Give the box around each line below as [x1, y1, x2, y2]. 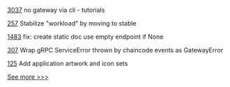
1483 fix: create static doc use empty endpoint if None [7, 32, 164, 41]
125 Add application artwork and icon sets [7, 59, 128, 68]
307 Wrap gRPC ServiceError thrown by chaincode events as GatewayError [7, 46, 224, 54]
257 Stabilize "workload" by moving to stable [7, 19, 137, 27]
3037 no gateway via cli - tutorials [7, 6, 105, 14]
